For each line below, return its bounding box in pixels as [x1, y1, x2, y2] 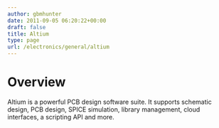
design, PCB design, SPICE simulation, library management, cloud [7, 105, 201, 114]
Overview [7, 74, 66, 90]
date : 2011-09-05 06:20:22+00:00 [7, 17, 107, 24]
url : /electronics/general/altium [7, 43, 110, 50]
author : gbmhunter [7, 10, 62, 18]
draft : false [7, 23, 46, 31]
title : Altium [7, 30, 50, 38]
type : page [7, 37, 40, 44]
